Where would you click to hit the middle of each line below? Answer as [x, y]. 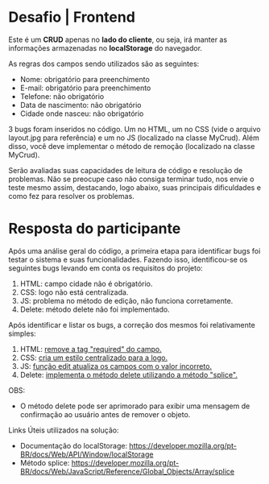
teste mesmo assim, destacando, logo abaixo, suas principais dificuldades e [135, 187]
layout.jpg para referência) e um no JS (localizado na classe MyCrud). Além [134, 138]
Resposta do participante [95, 229]
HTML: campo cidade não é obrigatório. [86, 283]
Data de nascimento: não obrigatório [81, 105]
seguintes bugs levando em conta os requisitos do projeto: [106, 268]
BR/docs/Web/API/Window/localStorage [87, 454]
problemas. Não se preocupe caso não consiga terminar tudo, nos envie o [131, 179]
